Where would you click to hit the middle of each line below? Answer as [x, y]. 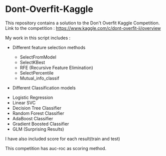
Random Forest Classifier [38, 113]
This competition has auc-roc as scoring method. [56, 148]
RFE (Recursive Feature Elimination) [56, 68]
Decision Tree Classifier [37, 108]
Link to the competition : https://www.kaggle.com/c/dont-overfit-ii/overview [83, 28]
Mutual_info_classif [40, 78]
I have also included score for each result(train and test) [63, 139]
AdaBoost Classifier [33, 118]
